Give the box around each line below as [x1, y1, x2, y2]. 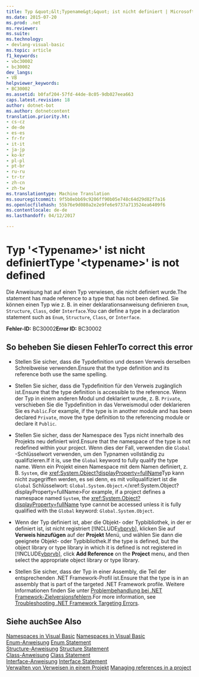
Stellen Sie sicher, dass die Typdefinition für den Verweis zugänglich [14, 382, 182, 389]
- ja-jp [6, 147, 25, 152]
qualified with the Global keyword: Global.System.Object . [14, 507, 155, 514]
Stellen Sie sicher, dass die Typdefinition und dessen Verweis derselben [14, 358, 191, 365]
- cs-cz [6, 119, 25, 125]
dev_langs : [6, 69, 33, 75]
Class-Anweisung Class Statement [6, 651, 91, 659]
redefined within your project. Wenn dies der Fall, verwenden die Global [14, 444, 191, 451]
